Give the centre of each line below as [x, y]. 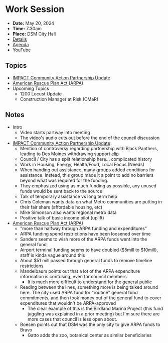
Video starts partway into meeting [55, 132]
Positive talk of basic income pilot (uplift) [62, 217]
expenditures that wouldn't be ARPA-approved [68, 303]
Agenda [21, 44]
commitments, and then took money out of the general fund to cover [91, 298]
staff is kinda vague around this [52, 255]
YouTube [22, 50]
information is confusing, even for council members [73, 276]
